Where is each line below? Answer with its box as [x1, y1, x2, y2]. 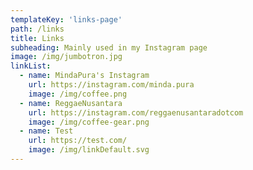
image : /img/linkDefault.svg [28, 145, 150, 155]
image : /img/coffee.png [28, 89, 128, 99]
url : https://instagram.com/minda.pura [28, 80, 195, 90]
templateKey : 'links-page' [10, 14, 123, 25]
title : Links [10, 33, 65, 43]
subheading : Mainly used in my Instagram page [10, 42, 208, 53]
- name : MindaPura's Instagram [19, 71, 150, 81]
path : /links [10, 24, 65, 34]
